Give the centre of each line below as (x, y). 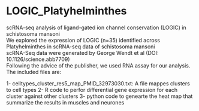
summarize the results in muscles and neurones (65, 102)
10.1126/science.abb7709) (38, 59)
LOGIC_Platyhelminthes (67, 11)
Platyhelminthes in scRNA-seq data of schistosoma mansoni (81, 47)
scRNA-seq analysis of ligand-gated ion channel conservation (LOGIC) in (97, 27)
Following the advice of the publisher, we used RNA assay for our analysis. (98, 65)
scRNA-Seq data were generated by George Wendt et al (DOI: (82, 53)
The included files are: (34, 72)
